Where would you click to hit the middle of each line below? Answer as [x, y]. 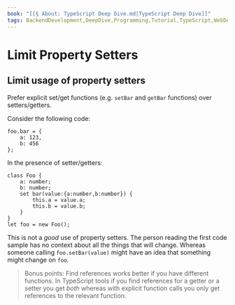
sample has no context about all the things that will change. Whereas [107, 245]
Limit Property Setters [73, 55]
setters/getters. [30, 105]
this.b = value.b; [59, 206]
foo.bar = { [24, 131]
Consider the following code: [49, 118]
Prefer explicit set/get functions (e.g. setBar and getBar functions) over [109, 97]
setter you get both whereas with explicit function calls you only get [122, 288]
